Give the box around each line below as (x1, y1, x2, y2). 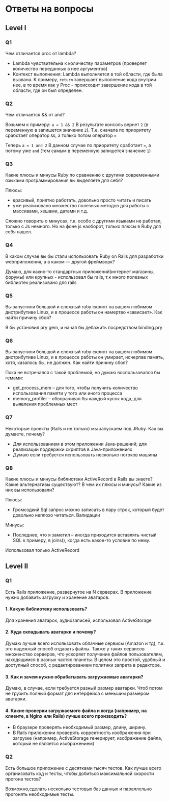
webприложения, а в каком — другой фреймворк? (5, 258, 116, 264)
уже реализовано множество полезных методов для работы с (12, 203, 149, 209)
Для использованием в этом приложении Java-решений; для (12, 441, 147, 447)
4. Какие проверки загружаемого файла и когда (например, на (5, 708, 147, 714)
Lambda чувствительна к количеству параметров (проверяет (12, 60, 147, 66)
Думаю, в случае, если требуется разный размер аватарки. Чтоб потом (5, 685, 163, 691)
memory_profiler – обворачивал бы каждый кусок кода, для (12, 396, 142, 402)
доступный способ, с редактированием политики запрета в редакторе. (5, 662, 161, 668)
